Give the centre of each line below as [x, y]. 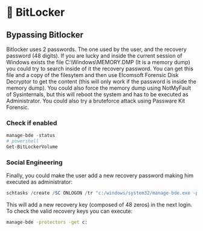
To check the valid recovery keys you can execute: [69, 211]
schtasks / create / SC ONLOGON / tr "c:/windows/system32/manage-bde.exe [98, 193]
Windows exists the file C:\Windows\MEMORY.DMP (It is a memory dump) [98, 62]
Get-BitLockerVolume [32, 147]
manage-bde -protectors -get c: [47, 223]
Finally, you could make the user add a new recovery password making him [100, 176]
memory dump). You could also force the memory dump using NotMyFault [99, 88]
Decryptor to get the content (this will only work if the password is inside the [101, 82]
